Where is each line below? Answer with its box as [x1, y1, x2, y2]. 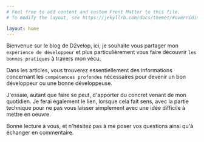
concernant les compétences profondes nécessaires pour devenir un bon [6, 73, 186, 81]
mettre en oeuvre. [6, 110, 52, 118]
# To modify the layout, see [6, 15, 80, 21]
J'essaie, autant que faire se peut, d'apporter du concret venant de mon [6, 92, 187, 99]
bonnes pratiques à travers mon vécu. [6, 55, 101, 63]
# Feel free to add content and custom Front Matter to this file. [6, 8, 181, 15]
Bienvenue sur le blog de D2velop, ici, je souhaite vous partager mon [6, 42, 179, 49]
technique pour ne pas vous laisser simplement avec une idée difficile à [6, 104, 186, 112]
